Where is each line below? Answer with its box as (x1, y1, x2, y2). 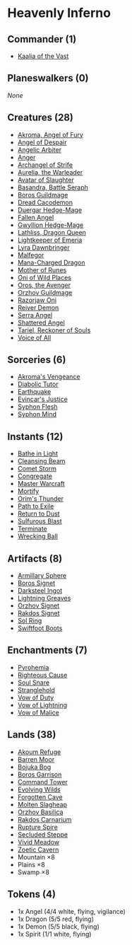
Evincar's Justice (17, 395, 68, 404)
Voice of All (17, 333, 52, 342)
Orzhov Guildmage (17, 288, 73, 296)
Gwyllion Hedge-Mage (17, 221, 83, 229)
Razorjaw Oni (17, 296, 57, 304)
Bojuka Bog (17, 763, 52, 771)
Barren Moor (17, 755, 55, 763)
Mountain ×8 (17, 852, 55, 861)
